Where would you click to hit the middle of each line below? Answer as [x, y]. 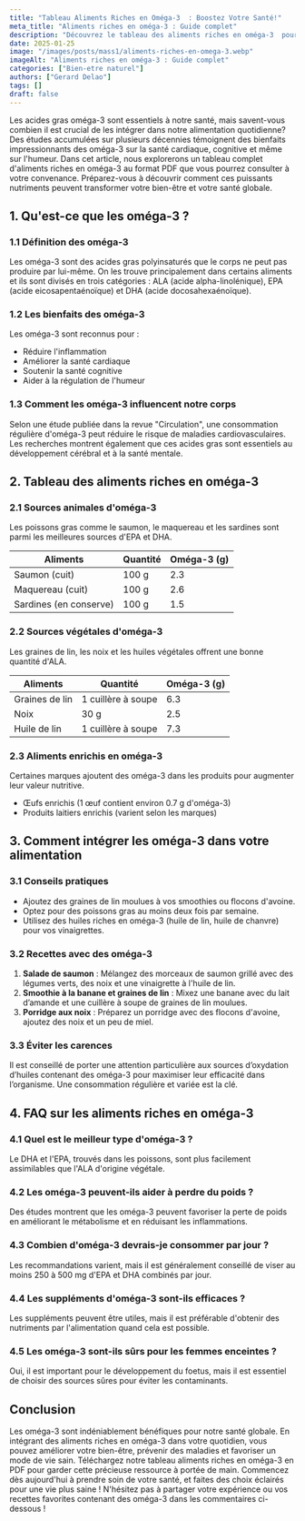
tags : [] [26, 86]
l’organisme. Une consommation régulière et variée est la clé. [124, 1084]
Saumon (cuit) [44, 575]
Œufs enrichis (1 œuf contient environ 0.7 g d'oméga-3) [127, 803]
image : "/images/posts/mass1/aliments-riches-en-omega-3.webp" [132, 52]
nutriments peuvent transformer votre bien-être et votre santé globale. [141, 187]
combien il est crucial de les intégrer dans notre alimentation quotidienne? [148, 129]
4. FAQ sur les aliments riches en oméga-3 [132, 1113]
